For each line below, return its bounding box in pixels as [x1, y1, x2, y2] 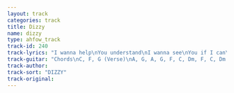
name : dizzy [7, 29, 42, 37]
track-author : [7, 62, 49, 69]
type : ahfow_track [7, 36, 61, 43]
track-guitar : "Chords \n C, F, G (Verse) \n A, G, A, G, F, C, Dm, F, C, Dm [7, 56, 226, 63]
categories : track [7, 17, 61, 24]
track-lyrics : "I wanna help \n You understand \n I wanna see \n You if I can [7, 50, 226, 57]
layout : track [7, 10, 49, 17]
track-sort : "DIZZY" [7, 69, 68, 76]
